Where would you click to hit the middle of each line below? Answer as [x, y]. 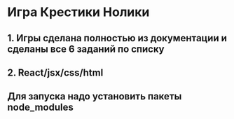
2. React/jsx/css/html [55, 72]
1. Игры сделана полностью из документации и [117, 38]
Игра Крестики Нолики [78, 12]
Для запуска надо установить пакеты [95, 96]
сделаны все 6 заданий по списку [86, 49]
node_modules [40, 107]
